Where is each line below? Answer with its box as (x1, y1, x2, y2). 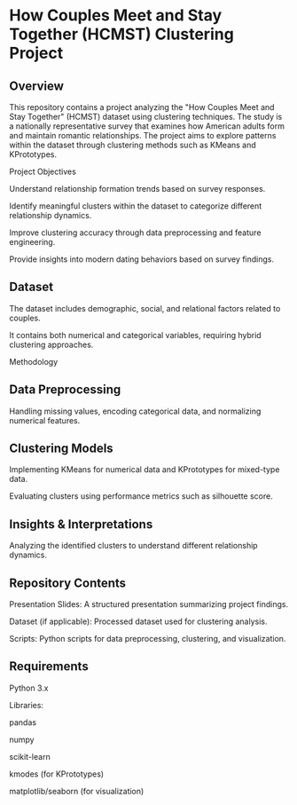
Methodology (9, 356, 59, 367)
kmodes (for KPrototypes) (9, 769, 105, 779)
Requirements (9, 659, 89, 675)
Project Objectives (9, 166, 77, 177)
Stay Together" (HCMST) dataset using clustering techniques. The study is (9, 112, 283, 122)
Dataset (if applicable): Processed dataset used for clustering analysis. (9, 616, 268, 627)
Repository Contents (9, 575, 127, 590)
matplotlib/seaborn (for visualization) (9, 785, 145, 796)
